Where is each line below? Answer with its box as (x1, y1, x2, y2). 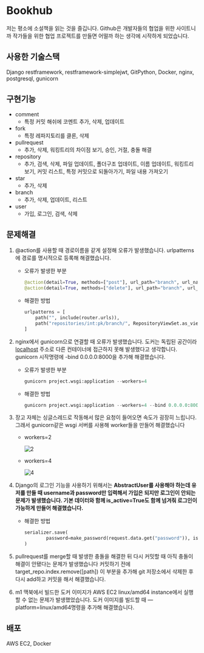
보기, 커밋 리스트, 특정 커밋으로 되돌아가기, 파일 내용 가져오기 (24, 168, 169, 175)
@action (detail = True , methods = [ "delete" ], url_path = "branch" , (24, 285, 185, 291)
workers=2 (24, 434, 52, 441)
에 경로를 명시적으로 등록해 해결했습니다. (15, 254, 111, 262)
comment (15, 110, 39, 118)
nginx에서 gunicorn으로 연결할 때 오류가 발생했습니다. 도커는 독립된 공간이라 (15, 337, 197, 345)
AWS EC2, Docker (6, 640, 52, 647)
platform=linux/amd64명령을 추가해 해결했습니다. (15, 604, 135, 611)
